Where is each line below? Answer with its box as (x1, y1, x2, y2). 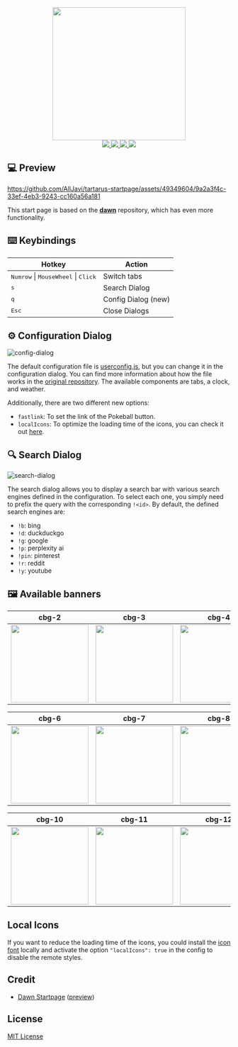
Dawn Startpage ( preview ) (17, 992, 95, 1001)
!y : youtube (17, 566, 52, 575)
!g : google (17, 537, 48, 545)
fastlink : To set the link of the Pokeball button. (17, 413, 156, 421)
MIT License (7, 1031, 44, 1041)
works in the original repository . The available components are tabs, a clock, (7, 377, 230, 386)
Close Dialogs (103, 306, 149, 315)
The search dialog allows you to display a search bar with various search (7, 485, 220, 493)
